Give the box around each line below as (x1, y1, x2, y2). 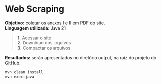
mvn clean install (5, 69, 43, 75)
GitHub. (5, 60, 21, 66)
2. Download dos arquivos (17, 40, 71, 45)
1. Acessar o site (17, 35, 51, 41)
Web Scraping (5, 3, 65, 15)
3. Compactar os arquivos (17, 45, 71, 51)
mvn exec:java (5, 74, 35, 79)
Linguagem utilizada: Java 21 (5, 25, 66, 31)
